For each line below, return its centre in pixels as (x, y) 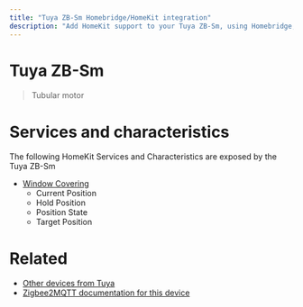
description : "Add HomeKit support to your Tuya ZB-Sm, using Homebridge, (153, 26)
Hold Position (60, 203)
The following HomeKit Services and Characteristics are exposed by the (143, 157)
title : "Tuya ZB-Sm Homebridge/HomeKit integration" (110, 18)
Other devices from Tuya (69, 284)
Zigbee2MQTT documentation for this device (106, 293)
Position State (62, 212)
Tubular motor (58, 95)
